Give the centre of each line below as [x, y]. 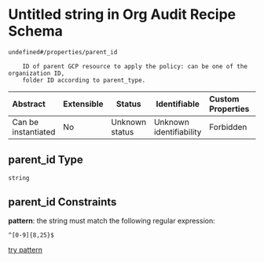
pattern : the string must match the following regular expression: [112, 221]
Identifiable [178, 104]
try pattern [26, 250]
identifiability [178, 131]
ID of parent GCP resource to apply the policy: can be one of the [135, 66]
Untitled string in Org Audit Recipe [122, 15]
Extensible [83, 104]
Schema [35, 31]
